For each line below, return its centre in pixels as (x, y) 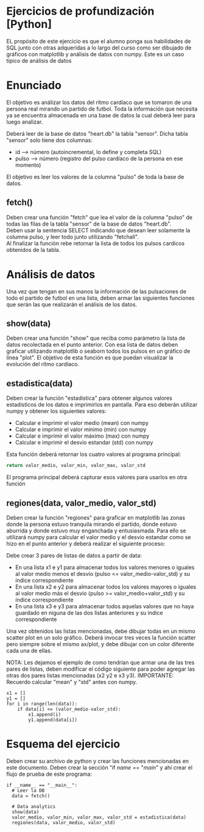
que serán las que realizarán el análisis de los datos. (72, 304)
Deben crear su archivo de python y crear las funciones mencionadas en (98, 761)
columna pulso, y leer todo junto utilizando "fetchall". (72, 237)
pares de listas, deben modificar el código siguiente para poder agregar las (101, 669)
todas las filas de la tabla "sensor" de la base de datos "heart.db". (89, 224)
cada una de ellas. (29, 650)
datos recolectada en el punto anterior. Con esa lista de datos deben (92, 345)
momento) (28, 165)
